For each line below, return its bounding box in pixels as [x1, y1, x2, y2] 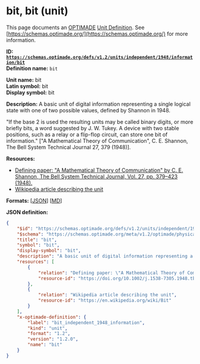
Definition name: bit [6, 64, 58, 72]
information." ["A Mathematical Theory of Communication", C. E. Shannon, [6, 137, 189, 144]
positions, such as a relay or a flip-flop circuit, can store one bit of [6, 131, 168, 138]
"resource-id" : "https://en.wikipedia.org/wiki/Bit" [37, 297, 171, 304]
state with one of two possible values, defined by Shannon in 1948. [6, 106, 171, 114]
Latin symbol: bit [6, 82, 49, 90]
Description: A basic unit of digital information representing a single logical [6, 100, 191, 108]
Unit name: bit [6, 76, 42, 83]
